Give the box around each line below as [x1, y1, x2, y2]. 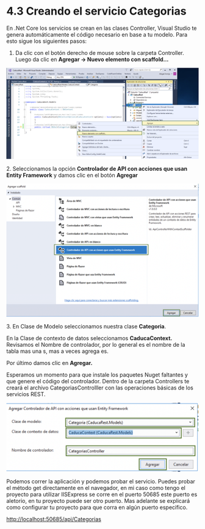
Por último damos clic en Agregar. [6, 359, 93, 366]
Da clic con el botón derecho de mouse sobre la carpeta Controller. [15, 49, 184, 56]
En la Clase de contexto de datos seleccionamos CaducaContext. [6, 334, 173, 342]
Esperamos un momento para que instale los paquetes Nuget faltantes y [6, 371, 188, 378]
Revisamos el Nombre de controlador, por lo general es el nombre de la [6, 341, 185, 348]
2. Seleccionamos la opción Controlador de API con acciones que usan [6, 165, 188, 172]
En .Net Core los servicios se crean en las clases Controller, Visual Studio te [6, 24, 197, 32]
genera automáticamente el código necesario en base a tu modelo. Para [6, 30, 188, 38]
